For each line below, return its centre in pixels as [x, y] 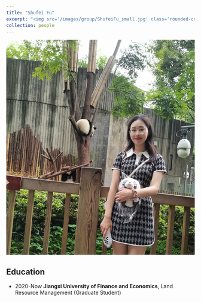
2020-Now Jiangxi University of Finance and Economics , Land [94, 286]
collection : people [31, 25]
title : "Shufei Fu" [31, 13]
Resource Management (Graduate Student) [68, 292]
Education [26, 272]
